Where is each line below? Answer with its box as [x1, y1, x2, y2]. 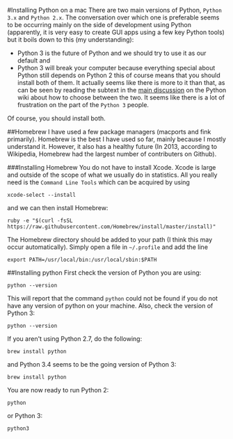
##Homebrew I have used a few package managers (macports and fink [7, 128, 211, 136]
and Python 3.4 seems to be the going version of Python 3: [7, 360, 177, 368]
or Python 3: [7, 412, 43, 420]
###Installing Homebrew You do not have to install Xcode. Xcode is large [7, 163, 216, 171]
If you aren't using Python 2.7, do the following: [7, 335, 143, 343]
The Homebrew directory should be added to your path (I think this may [7, 236, 213, 244]
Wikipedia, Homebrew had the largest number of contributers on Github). [7, 150, 217, 158]
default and [17, 56, 51, 65]
